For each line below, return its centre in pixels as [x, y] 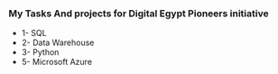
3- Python [40, 52]
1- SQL [34, 33]
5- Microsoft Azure [56, 62]
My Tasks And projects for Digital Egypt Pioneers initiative [139, 14]
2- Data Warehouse [58, 42]
